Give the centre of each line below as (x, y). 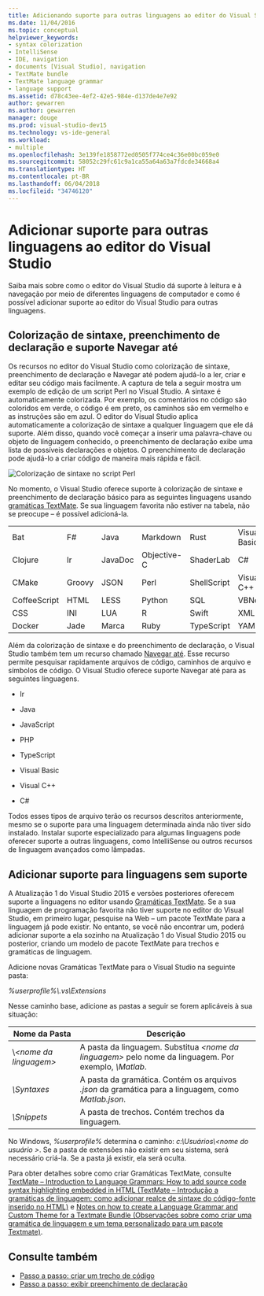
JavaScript (37, 724)
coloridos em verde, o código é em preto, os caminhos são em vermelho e (128, 408)
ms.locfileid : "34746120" (50, 191)
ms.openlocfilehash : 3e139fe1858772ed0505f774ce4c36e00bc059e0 (114, 154)
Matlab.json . (103, 1099)
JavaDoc (117, 560)
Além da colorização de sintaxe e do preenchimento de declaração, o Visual (132, 646)
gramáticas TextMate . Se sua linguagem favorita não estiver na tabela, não (129, 505)
